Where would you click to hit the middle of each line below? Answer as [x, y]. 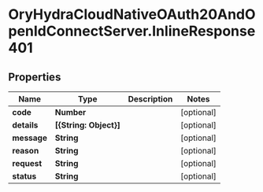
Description [150, 99]
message [30, 138]
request [27, 163]
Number [70, 112]
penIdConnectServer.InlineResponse [132, 31]
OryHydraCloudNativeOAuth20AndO [132, 15]
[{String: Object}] [87, 125]
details [25, 125]
